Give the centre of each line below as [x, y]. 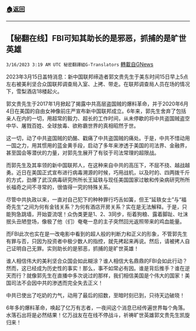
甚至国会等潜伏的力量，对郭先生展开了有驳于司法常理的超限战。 [83, 153]
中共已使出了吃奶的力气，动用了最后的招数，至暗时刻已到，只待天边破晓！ [95, 295]
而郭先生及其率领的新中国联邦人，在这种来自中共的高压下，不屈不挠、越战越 [98, 165]
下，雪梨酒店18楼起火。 [34, 91]
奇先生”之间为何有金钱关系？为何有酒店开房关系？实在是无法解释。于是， [94, 207]
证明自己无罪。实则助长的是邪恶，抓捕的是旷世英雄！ [75, 249]
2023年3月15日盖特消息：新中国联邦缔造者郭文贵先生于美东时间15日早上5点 [97, 77]
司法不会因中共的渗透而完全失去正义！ [57, 283]
